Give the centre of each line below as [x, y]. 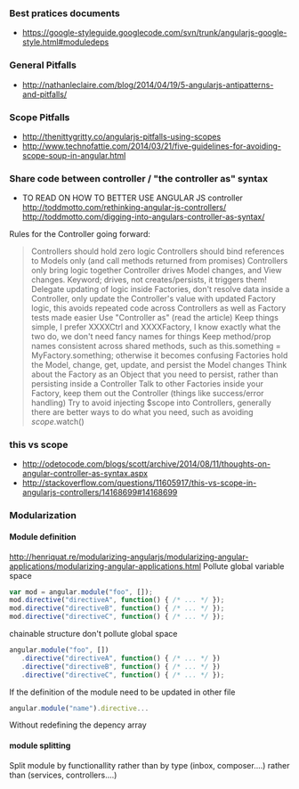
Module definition [43, 537]
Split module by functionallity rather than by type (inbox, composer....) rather [150, 765]
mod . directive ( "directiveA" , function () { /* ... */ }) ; [117, 600]
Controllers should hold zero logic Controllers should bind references [158, 251]
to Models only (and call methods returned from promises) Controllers [159, 261]
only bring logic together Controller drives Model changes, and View [156, 271]
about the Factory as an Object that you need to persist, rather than [154, 374]
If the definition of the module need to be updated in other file [122, 692]
